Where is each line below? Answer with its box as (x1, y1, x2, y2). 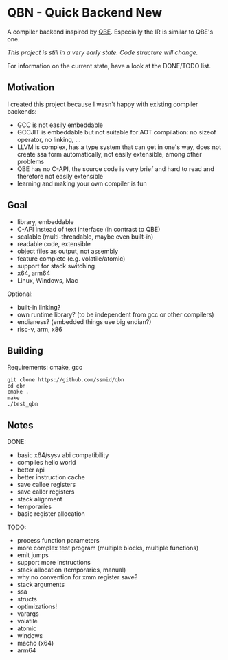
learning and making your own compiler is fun (16, 179, 148, 188)
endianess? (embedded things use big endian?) (16, 317, 152, 326)
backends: (7, 107, 37, 115)
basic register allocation (16, 510, 86, 518)
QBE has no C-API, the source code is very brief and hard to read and (16, 164, 214, 173)
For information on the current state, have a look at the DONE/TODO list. (7, 61, 212, 70)
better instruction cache (16, 473, 86, 481)
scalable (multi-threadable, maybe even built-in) (16, 232, 154, 241)
